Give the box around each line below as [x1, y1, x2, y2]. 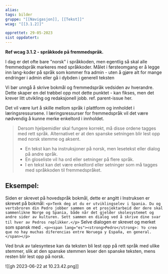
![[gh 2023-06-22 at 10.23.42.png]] [5, 263, 79, 269]
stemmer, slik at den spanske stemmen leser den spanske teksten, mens [5, 248, 156, 254]
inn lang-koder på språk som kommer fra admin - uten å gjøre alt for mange [5, 69, 162, 75]
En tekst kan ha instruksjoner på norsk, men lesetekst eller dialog [25, 146, 160, 151]
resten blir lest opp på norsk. [5, 253, 65, 259]
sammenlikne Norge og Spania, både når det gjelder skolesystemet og [5, 210, 154, 215]
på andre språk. [25, 151, 58, 157]
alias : [5, 7, 19, 13]
